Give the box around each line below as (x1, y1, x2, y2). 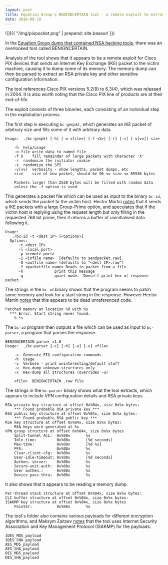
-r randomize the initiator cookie (14, 158, 91, 163)
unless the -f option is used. (14, 185, 79, 190)
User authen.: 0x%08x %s (14, 468, 91, 473)
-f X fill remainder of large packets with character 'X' (14, 154, 144, 159)
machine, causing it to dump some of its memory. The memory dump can (5, 66, 156, 72)
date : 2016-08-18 (5, 17, 41, 22)
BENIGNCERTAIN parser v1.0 (5, 339, 61, 344)
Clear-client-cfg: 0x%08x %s (14, 451, 91, 456)
